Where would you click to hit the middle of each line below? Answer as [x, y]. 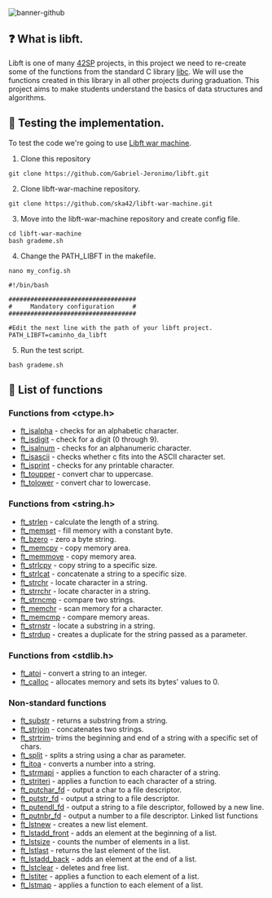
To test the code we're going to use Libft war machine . [100, 143]
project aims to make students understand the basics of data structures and [136, 89]
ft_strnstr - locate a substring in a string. [88, 625]
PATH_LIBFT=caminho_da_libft [58, 335]
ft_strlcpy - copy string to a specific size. [88, 565]
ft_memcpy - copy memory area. [75, 548]
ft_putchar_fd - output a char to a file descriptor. [101, 790]
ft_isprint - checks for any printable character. [97, 465]
